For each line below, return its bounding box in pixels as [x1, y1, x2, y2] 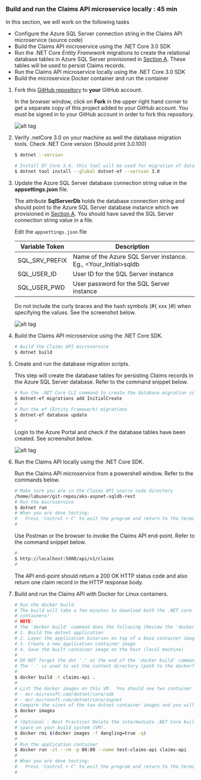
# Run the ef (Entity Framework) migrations [14, 407, 128, 413]
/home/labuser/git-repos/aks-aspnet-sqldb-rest [14, 493, 136, 500]
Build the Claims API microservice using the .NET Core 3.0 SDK [14, 43, 171, 50]
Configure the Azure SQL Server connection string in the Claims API [14, 30, 182, 37]
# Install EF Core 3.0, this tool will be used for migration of [14, 163, 181, 169]
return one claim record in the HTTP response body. [14, 578, 143, 585]
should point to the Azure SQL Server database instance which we [14, 204, 179, 211]
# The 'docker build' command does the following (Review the [14, 624, 173, 630]
